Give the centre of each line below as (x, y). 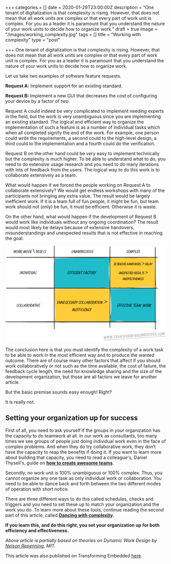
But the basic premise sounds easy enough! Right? (59, 392)
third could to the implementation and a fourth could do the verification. (80, 143)
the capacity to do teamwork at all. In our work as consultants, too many (81, 435)
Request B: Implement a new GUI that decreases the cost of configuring (81, 96)
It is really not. (20, 402)
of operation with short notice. (37, 489)
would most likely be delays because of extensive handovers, (70, 227)
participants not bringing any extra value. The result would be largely (78, 196)
